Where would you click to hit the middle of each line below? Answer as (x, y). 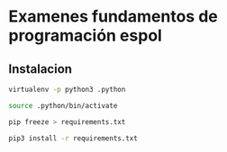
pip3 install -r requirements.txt (73, 138)
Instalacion (41, 69)
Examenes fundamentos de (113, 17)
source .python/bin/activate (63, 105)
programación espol (86, 36)
